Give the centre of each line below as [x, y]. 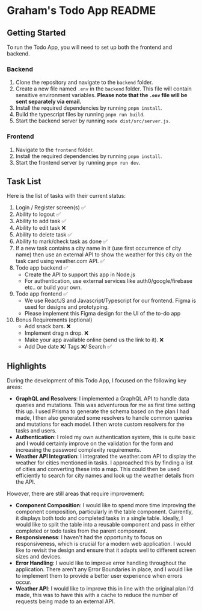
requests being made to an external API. [65, 601]
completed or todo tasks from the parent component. [81, 531]
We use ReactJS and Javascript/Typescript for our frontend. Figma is [110, 301]
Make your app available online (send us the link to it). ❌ [94, 340]
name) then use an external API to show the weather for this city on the [104, 255]
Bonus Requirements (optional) [54, 320]
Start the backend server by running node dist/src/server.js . [93, 121]
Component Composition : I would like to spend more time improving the [106, 505]
